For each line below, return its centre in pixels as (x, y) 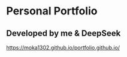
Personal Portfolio (52, 11)
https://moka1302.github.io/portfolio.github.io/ (63, 47)
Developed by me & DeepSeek (63, 33)
